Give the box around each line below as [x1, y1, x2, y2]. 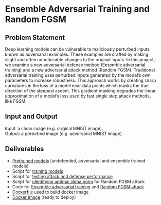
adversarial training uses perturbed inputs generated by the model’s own [5, 72, 151, 78]
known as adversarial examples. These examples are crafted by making [5, 51, 148, 57]
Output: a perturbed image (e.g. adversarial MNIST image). [5, 131, 123, 137]
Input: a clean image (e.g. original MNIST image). [5, 125, 103, 131]
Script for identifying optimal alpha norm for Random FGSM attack [12, 179, 145, 184]
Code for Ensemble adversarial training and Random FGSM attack [12, 183, 144, 189]
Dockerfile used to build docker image [12, 189, 89, 195]
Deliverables [5, 145, 44, 153]
